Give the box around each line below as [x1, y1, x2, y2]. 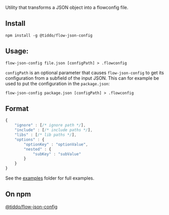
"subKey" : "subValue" [32, 151, 81, 156]
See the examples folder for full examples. [5, 175, 95, 182]
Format [5, 104, 29, 113]
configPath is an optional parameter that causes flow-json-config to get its [5, 69, 164, 76]
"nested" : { [24, 147, 52, 152]
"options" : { [14, 137, 45, 142]
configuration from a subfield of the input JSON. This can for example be [5, 75, 160, 81]
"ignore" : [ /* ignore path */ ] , [14, 123, 86, 128]
